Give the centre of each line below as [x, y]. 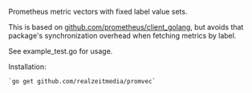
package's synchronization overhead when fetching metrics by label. [122, 36]
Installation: [27, 67]
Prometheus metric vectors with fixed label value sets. [98, 12]
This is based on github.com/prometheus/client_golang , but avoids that [126, 27]
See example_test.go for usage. [61, 51]
